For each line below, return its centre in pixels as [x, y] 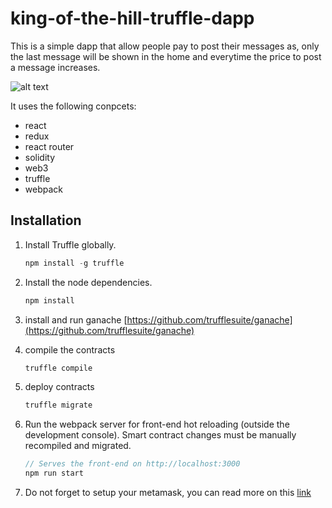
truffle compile [58, 368]
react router [49, 146]
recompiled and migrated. [78, 446]
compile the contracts [70, 349]
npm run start [54, 473]
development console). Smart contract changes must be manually [160, 435]
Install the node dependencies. [88, 282]
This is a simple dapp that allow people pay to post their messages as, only [165, 46]
